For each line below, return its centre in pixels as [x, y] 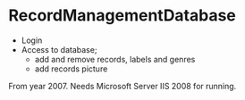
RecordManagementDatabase [122, 16]
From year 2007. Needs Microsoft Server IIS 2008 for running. [122, 86]
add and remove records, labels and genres [115, 59]
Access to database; [59, 49]
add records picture [71, 69]
